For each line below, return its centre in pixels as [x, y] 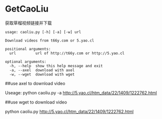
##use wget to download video [36, 102]
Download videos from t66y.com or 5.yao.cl [50, 40]
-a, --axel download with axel [42, 70]
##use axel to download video [35, 83]
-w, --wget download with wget [42, 74]
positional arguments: [28, 49]
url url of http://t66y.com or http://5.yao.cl [67, 53]
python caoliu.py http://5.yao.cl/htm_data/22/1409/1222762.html [69, 111]
